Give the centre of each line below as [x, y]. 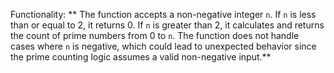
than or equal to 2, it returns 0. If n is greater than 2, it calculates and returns [167, 25]
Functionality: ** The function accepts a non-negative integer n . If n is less [163, 14]
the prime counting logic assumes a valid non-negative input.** [141, 57]
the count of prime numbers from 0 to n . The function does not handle [155, 35]
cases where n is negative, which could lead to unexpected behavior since [163, 46]
